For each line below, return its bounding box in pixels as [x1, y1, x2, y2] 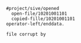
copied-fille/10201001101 [11, 16, 76, 22]
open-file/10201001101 [11, 11, 67, 16]
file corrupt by [5, 31, 46, 37]
